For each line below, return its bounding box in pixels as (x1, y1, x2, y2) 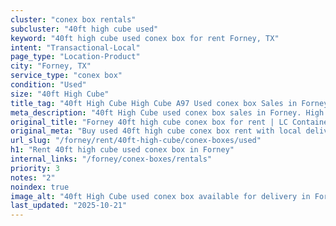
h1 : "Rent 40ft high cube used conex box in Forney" (10, 145, 235, 155)
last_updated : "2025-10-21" (10, 201, 128, 211)
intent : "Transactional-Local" (10, 42, 141, 53)
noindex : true (10, 182, 70, 192)
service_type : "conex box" (10, 71, 123, 81)
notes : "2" (10, 172, 56, 183)
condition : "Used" (10, 80, 87, 90)
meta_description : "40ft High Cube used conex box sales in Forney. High (10, 107, 325, 118)
